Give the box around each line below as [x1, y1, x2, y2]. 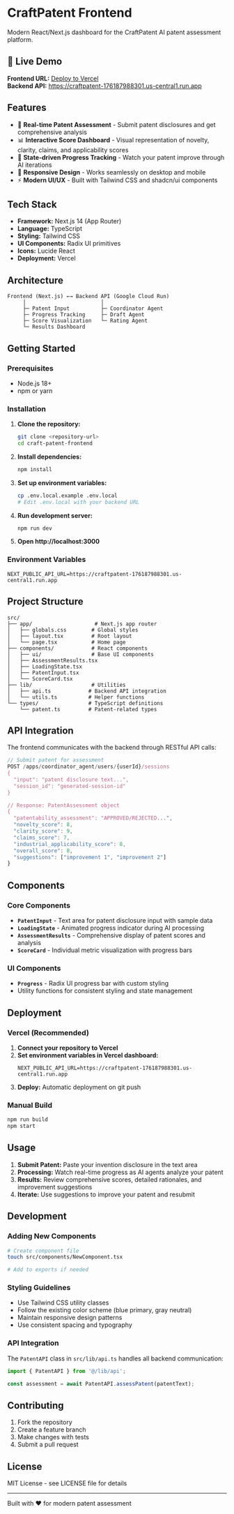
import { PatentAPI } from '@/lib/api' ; [7, 1367, 127, 1374]
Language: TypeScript [17, 225, 82, 233]
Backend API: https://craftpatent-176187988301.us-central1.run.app [7, 82, 202, 90]
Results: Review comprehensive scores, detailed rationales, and [17, 1175, 202, 1184]
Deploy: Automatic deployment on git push [17, 1083, 141, 1092]
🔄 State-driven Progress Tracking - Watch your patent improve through [17, 153, 225, 161]
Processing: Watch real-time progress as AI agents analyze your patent [17, 1168, 224, 1176]
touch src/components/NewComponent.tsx [7, 1254, 123, 1261]
